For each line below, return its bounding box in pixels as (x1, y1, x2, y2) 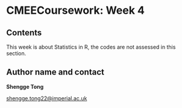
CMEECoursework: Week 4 (6, 4, 145, 17)
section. (6, 50, 27, 57)
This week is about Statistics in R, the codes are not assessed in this (6, 43, 176, 50)
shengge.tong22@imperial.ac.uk (6, 94, 87, 102)
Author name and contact (6, 67, 104, 77)
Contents (6, 28, 42, 38)
